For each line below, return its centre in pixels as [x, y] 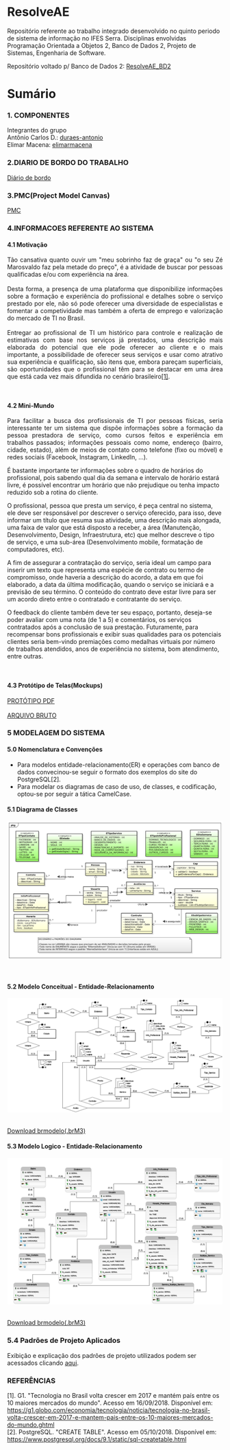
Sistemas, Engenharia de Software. [56, 53]
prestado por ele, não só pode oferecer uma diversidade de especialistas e [115, 303]
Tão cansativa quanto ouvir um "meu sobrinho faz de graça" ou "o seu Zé [115, 260]
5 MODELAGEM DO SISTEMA [56, 733]
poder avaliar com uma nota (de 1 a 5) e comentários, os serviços [99, 620]
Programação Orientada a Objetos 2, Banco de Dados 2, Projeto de [102, 45]
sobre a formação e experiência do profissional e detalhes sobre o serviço [115, 297]
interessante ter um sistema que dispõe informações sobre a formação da [115, 428]
